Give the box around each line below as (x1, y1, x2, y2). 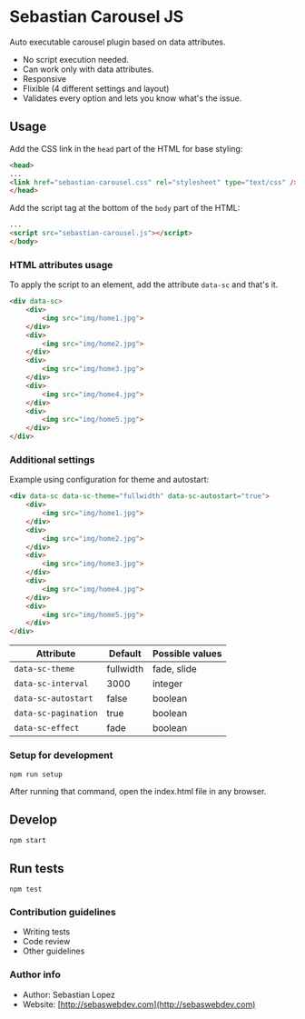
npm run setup (9, 770, 64, 779)
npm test (9, 884, 43, 894)
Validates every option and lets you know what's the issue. (22, 93, 242, 104)
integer (152, 677, 183, 690)
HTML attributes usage (9, 258, 113, 271)
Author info (9, 968, 61, 981)
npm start (9, 836, 47, 845)
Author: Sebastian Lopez (22, 989, 115, 1000)
